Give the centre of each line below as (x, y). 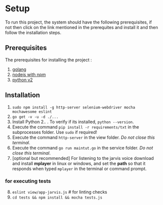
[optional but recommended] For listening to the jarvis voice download (83, 158)
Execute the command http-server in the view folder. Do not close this (83, 137)
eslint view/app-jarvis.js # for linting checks (60, 192)
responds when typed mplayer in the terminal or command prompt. (79, 168)
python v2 (23, 79)
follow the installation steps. (33, 32)
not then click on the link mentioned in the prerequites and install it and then (81, 27)
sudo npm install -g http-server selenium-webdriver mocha (74, 107)
